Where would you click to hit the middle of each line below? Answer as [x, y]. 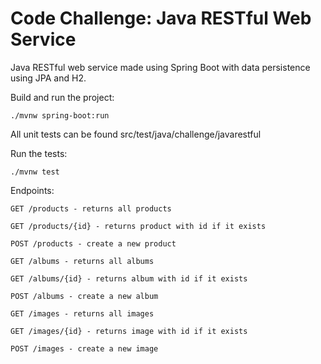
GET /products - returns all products [91, 208]
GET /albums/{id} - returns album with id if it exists [129, 278]
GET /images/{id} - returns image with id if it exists [129, 331]
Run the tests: [39, 153]
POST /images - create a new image [84, 348]
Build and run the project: [62, 97]
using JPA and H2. [48, 78]
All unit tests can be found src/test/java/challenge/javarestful [136, 134]
